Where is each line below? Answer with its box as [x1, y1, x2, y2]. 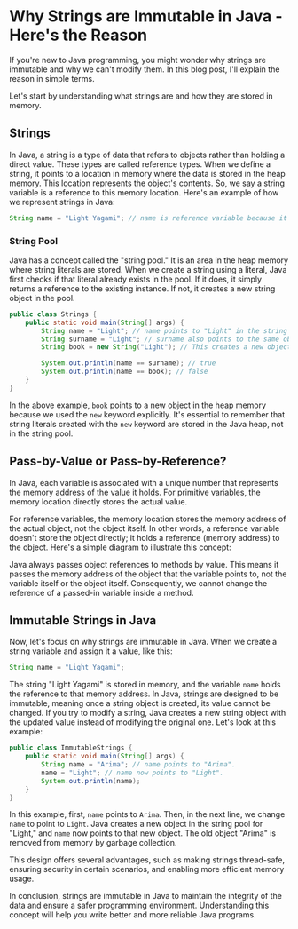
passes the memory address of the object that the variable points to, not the [9, 568, 287, 579]
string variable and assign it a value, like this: [9, 646, 173, 656]
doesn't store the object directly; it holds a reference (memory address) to [9, 532, 280, 543]
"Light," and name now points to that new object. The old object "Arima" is [9, 828, 277, 838]
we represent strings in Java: [9, 196, 115, 207]
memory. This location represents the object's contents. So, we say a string [9, 178, 286, 188]
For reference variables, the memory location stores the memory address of [9, 513, 286, 524]
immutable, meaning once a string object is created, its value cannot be [9, 698, 271, 709]
